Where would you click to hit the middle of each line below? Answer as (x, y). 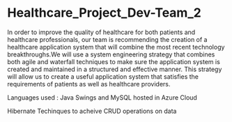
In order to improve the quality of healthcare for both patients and (101, 32)
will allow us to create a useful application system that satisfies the (103, 76)
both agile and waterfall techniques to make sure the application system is (114, 61)
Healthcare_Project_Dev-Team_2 (105, 13)
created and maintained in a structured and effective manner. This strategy (115, 69)
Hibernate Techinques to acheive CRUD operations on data (92, 111)
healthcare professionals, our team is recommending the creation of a (107, 39)
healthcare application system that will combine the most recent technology (116, 47)
